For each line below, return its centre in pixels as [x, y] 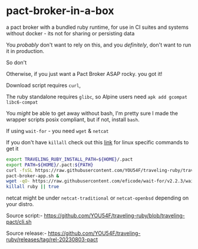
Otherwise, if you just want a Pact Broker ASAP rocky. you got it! [84, 74]
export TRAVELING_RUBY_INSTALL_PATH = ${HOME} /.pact [70, 159]
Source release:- [27, 233]
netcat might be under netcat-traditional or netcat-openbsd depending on [98, 198]
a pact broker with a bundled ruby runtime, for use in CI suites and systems [97, 27]
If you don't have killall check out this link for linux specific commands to [98, 142]
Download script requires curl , [44, 85]
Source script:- [24, 215]
